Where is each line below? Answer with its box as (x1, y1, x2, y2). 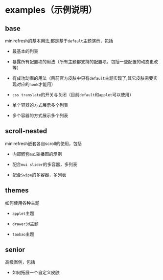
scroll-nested (5, 127, 47, 135)
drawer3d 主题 (12, 221, 39, 227)
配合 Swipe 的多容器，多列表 (12, 172, 67, 178)
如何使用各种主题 (5, 200, 40, 206)
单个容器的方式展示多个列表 (12, 102, 69, 108)
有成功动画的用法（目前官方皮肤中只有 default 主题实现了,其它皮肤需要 (12, 75, 153, 81)
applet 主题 (12, 210, 34, 216)
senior (5, 246, 25, 254)
